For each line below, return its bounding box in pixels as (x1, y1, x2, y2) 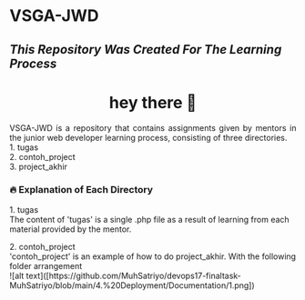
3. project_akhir (9, 161, 68, 172)
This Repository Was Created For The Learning (9, 42, 282, 57)
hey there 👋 (108, 92, 198, 113)
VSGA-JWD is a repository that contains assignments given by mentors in (9, 122, 297, 133)
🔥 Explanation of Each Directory (9, 184, 153, 196)
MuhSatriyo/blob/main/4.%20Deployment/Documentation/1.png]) (9, 279, 255, 291)
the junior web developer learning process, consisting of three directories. (9, 132, 288, 143)
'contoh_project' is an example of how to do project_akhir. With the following (9, 251, 297, 262)
